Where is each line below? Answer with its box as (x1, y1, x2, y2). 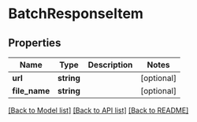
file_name (12, 86, 50, 96)
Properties (8, 36, 61, 50)
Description (87, 60, 133, 70)
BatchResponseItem (8, 5, 144, 23)
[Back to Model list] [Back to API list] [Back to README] (8, 105, 189, 115)
